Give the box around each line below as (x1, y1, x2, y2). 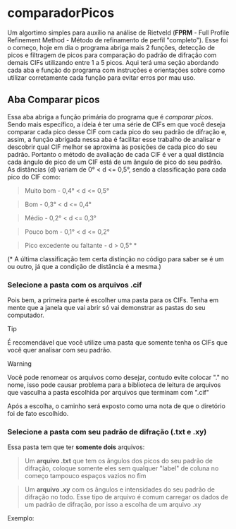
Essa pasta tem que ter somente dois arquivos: (7, 443, 145, 451)
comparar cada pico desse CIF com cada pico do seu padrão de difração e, (7, 127, 228, 136)
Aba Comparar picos (7, 94, 100, 106)
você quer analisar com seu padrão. (7, 346, 112, 355)
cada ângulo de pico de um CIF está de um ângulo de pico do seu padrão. (7, 157, 223, 166)
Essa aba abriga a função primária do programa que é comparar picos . (7, 112, 213, 121)
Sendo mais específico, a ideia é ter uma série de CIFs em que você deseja (7, 120, 225, 129)
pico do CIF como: (7, 172, 61, 181)
